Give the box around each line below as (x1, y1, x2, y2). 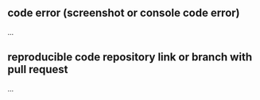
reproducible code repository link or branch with (7, 51, 252, 64)
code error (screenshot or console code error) (7, 6, 240, 20)
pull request (7, 63, 68, 76)
